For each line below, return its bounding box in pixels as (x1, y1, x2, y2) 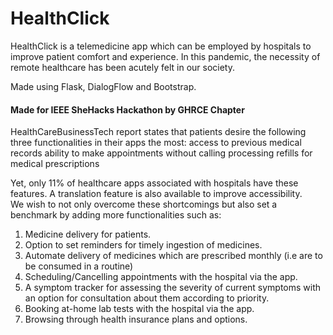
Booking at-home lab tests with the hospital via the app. (24, 303, 255, 315)
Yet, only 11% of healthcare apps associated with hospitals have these (10, 177, 299, 189)
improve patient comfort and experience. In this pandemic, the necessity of (10, 50, 321, 62)
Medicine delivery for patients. (24, 228, 152, 241)
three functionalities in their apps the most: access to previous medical (10, 137, 302, 149)
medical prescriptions (10, 158, 100, 170)
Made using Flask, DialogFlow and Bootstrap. (10, 80, 197, 92)
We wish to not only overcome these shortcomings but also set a (10, 198, 278, 211)
